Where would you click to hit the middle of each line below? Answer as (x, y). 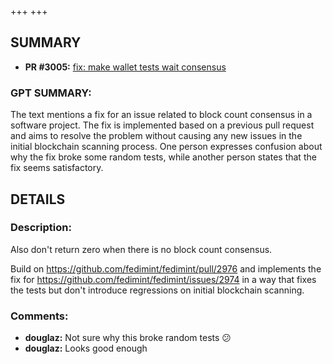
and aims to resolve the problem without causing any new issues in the (156, 136)
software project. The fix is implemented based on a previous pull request (162, 125)
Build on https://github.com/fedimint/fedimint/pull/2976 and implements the (166, 268)
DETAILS (38, 199)
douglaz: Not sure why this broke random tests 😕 (128, 338)
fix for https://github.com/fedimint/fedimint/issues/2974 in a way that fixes (163, 279)
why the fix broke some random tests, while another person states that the (163, 157)
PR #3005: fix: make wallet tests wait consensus (125, 67)
